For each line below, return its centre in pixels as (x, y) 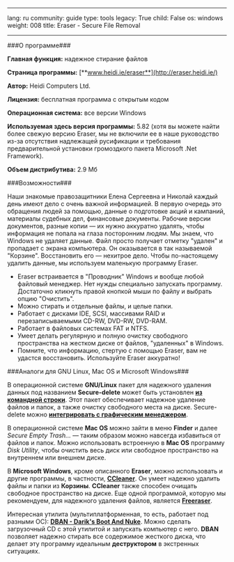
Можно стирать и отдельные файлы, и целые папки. (95, 306)
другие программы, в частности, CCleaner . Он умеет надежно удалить (114, 478)
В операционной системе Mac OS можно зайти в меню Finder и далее (112, 428)
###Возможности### (39, 183)
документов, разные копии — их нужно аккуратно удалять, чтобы (106, 226)
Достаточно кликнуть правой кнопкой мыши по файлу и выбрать (115, 291)
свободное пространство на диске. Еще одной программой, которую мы (117, 493)
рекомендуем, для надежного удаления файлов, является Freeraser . (110, 501)
